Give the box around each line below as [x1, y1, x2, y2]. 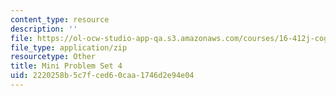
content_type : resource [10, 14, 110, 25]
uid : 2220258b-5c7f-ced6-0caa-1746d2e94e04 [10, 71, 195, 81]
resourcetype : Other [10, 52, 97, 62]
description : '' [10, 24, 78, 34]
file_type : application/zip [10, 42, 128, 53]
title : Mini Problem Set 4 [10, 61, 123, 71]
